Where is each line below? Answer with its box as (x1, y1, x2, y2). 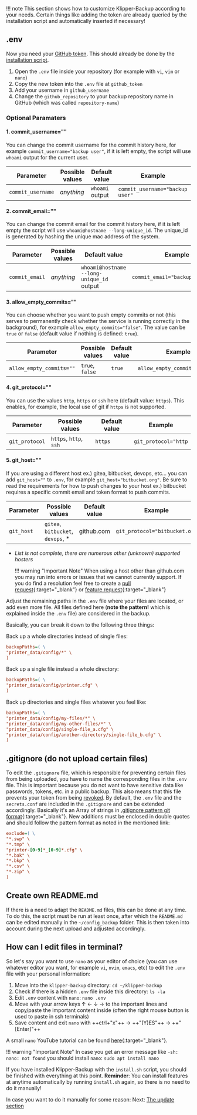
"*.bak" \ (6, 853, 30, 858)
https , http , (50, 434, 83, 442)
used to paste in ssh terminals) (14, 1013, 89, 1020)
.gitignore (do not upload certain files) (6, 753, 148, 764)
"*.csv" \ (6, 863, 30, 870)
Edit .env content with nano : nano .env (14, 994, 107, 1001)
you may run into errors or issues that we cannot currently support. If (14, 573, 182, 580)
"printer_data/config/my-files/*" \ (6, 715, 96, 721)
